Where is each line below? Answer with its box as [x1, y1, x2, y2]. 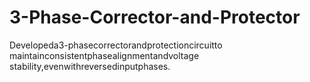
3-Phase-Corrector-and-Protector [9, 6, 301, 29]
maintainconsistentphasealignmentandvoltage [9, 49, 200, 61]
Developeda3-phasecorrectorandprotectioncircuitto [9, 39, 223, 51]
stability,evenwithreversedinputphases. [9, 60, 171, 72]
